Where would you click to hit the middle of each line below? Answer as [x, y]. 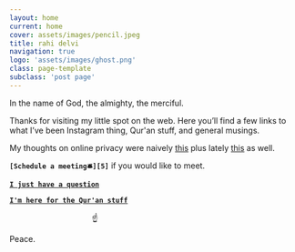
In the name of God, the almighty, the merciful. [97, 103]
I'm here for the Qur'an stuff [69, 200]
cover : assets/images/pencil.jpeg [75, 35]
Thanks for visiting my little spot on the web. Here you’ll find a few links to [148, 120]
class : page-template [51, 69]
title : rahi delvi [44, 43]
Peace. [23, 238]
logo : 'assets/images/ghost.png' [73, 60]
